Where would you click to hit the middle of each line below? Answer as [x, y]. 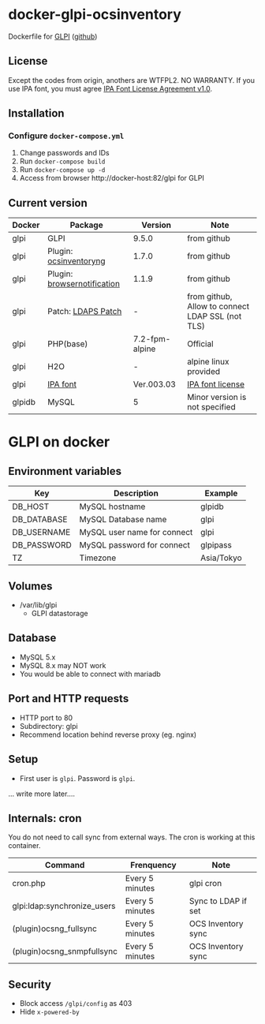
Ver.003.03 [154, 384]
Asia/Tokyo [221, 558]
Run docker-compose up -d [62, 170]
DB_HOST [31, 506]
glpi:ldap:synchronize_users [64, 906]
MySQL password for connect [135, 545]
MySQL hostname [112, 506]
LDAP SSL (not [214, 316]
